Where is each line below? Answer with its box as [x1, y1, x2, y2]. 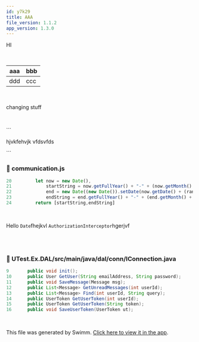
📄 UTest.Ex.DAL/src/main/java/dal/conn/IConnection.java [6, 254, 176, 263]
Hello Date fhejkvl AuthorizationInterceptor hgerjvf [6, 222, 130, 229]
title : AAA [6, 14, 33, 20]
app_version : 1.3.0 [6, 25, 54, 31]
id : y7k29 [6, 8, 31, 15]
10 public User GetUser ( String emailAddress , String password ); [6, 274, 182, 280]
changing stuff [6, 104, 42, 111]
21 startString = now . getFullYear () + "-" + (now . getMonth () [6, 183, 192, 190]
